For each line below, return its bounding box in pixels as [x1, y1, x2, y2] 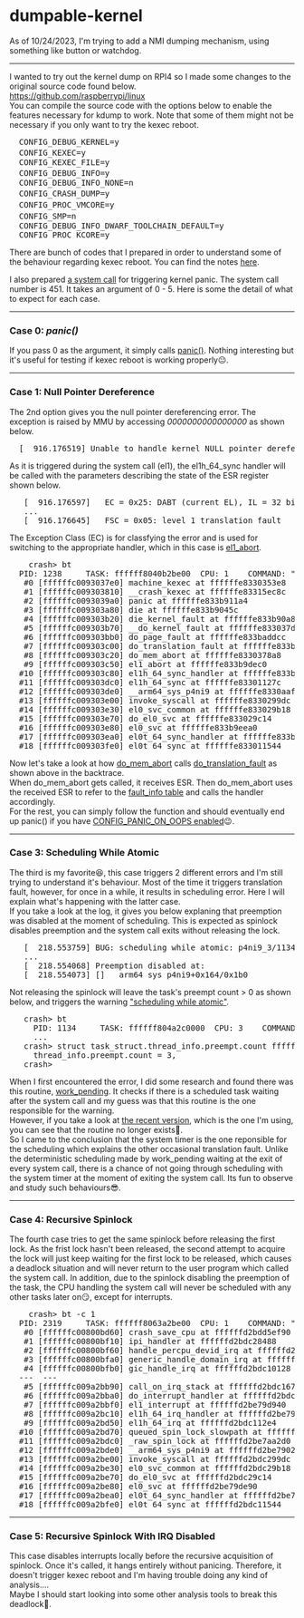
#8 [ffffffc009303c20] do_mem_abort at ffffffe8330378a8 [24, 650, 282, 660]
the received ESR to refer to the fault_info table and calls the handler [9, 786, 264, 798]
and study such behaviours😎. [9, 1182, 122, 1193]
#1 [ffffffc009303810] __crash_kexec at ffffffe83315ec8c [24, 586, 287, 596]
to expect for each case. [9, 293, 100, 304]
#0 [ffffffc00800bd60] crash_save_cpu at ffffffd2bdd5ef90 [24, 1327, 291, 1338]
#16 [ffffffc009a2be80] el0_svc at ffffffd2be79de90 [18, 1481, 258, 1492]
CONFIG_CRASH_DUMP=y [18, 188, 110, 199]
